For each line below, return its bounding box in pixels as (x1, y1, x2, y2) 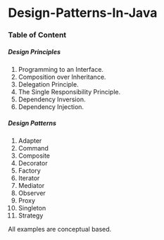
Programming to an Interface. (18, 65, 104, 74)
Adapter (18, 137, 42, 145)
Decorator (18, 159, 48, 168)
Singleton (18, 204, 46, 213)
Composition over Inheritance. (18, 72, 106, 82)
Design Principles (8, 47, 61, 56)
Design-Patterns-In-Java (8, 5, 158, 21)
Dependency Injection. (18, 103, 84, 111)
